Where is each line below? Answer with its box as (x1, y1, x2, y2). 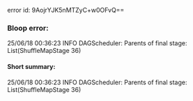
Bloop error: (7, 23, 49, 33)
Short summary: (7, 62, 56, 70)
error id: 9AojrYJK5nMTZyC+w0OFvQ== (7, 6, 125, 14)
